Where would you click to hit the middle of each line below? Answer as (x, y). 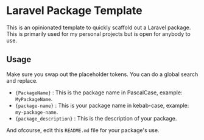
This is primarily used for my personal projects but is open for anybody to (98, 33)
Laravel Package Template (74, 11)
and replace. (22, 80)
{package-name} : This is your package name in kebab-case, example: (102, 105)
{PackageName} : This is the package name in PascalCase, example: (99, 93)
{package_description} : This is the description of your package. (96, 118)
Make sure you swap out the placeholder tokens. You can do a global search (102, 74)
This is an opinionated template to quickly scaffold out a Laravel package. (99, 27)
